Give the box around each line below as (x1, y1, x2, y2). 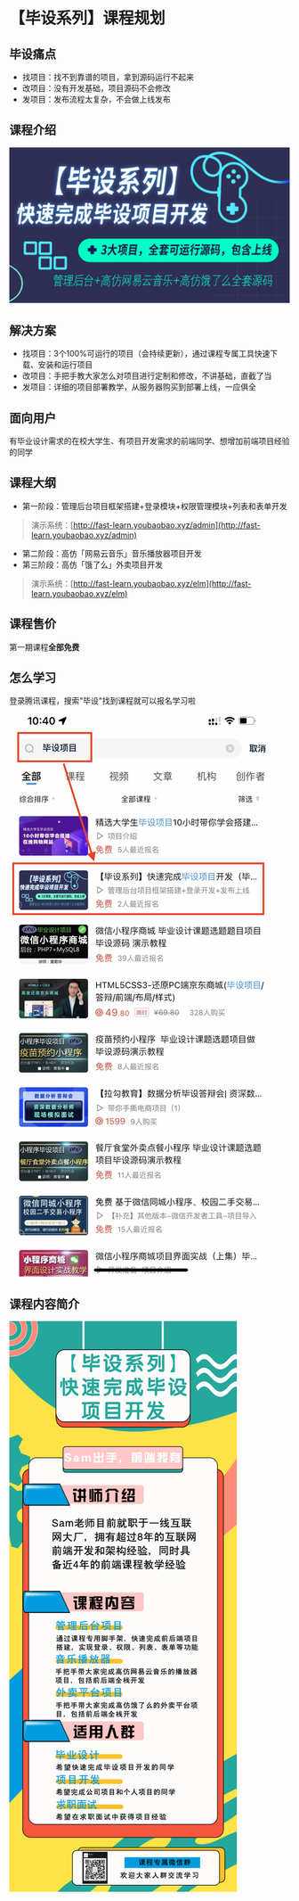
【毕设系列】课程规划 (9, 8, 166, 29)
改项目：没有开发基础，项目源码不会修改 (21, 83, 171, 94)
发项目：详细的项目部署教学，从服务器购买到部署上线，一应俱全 (21, 382, 256, 392)
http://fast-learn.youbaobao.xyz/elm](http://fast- (72, 578, 252, 588)
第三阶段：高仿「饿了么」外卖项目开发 (21, 559, 163, 570)
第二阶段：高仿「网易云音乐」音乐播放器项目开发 (21, 547, 202, 558)
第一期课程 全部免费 (9, 641, 80, 652)
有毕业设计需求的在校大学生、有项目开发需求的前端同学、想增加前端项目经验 (9, 436, 290, 446)
